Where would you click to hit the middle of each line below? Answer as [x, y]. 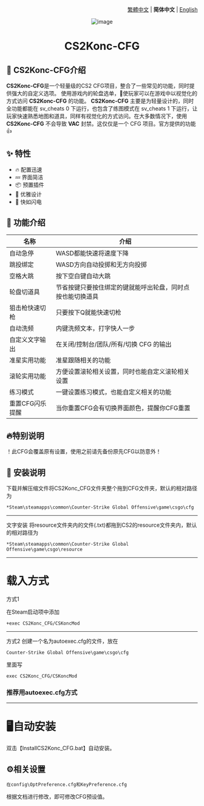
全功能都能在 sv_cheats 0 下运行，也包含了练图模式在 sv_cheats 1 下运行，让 [102, 108]
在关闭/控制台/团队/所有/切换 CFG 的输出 [114, 344]
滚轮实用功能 [28, 376]
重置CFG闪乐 [28, 403]
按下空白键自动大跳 [83, 276]
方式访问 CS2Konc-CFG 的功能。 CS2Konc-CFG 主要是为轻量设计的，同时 [100, 101]
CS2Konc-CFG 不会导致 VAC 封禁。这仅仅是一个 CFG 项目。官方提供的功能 [101, 124]
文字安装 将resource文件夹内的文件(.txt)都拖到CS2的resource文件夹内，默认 [102, 525]
